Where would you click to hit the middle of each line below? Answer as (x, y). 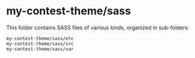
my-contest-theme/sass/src (40, 44)
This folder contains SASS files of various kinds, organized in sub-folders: (98, 28)
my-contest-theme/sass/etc (40, 38)
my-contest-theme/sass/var (40, 49)
